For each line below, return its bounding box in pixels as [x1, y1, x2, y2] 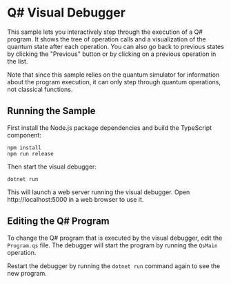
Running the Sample [7, 105, 96, 117]
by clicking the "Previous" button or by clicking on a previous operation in [7, 50, 217, 58]
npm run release [7, 150, 54, 157]
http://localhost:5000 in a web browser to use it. [7, 195, 144, 203]
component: [7, 131, 41, 139]
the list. [7, 57, 28, 65]
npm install [7, 144, 41, 151]
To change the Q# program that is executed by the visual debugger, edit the [7, 234, 223, 242]
